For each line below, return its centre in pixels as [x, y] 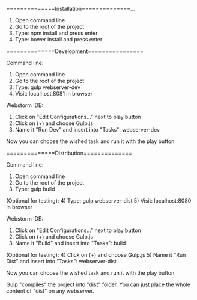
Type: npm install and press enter [56, 33]
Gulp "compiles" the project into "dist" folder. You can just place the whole [98, 284]
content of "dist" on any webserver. [50, 291]
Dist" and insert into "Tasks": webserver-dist [62, 261]
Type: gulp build [35, 189]
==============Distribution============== [69, 153]
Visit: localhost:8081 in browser [54, 93]
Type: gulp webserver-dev [48, 87]
